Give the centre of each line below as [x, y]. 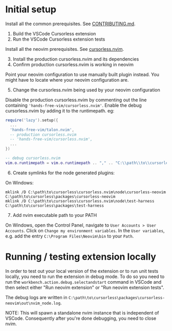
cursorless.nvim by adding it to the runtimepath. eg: [60, 111]
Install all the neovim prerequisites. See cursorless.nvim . [65, 49]
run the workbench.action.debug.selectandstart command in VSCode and [83, 282]
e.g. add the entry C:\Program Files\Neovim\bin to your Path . [70, 236]
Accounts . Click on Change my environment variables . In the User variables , [85, 230]
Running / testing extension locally [81, 257]
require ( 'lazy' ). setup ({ [32, 120]
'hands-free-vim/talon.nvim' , [42, 130]
